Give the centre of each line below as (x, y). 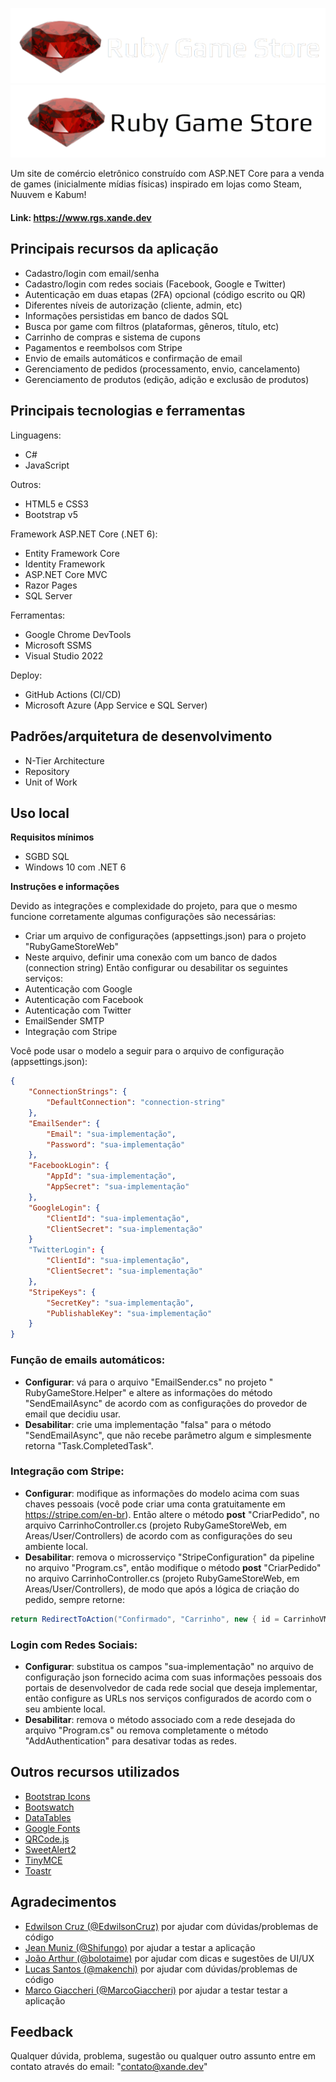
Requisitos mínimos (52, 837)
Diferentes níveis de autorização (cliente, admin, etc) (133, 305)
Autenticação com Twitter (78, 1010)
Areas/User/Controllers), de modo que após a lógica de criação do (162, 1589)
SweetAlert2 (50, 1849)
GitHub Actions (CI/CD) (73, 694)
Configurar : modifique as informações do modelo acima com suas (162, 1493)
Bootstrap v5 (51, 514)
